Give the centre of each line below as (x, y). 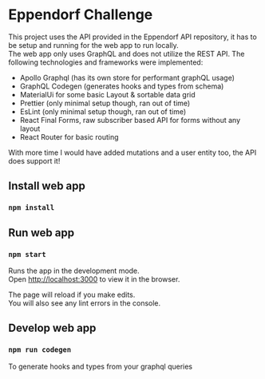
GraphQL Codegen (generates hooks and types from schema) (122, 86)
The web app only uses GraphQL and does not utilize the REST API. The (127, 53)
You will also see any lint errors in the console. (85, 303)
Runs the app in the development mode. (74, 270)
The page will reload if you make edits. (72, 294)
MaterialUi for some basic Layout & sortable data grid (107, 94)
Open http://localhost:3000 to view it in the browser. (94, 279)
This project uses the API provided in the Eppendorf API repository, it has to (132, 37)
